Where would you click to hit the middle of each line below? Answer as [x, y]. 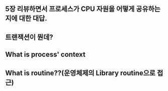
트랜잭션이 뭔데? [29, 37]
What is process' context [45, 55]
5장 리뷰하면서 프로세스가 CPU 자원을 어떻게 [70, 9]
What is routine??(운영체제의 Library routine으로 [80, 73]
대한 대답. [33, 18]
